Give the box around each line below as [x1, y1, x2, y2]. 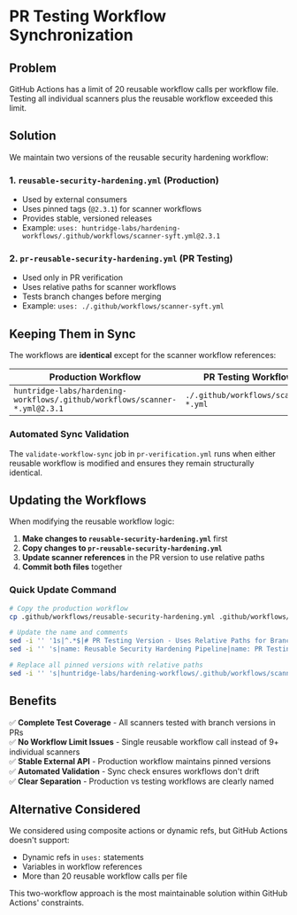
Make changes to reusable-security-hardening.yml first [21, 534, 228, 544]
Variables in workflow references [21, 862, 143, 872]
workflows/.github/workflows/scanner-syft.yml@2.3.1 [21, 232, 221, 241]
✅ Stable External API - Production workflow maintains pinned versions [9, 755, 271, 766]
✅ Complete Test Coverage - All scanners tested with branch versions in [9, 716, 276, 728]
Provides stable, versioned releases [21, 213, 153, 223]
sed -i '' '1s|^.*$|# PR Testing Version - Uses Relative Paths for [9, 637, 267, 645]
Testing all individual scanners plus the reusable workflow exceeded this [9, 93, 274, 104]
